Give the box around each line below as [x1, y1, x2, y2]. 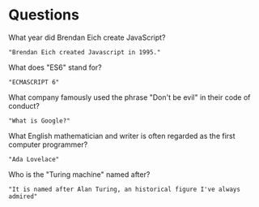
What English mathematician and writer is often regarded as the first [8, 131, 236, 140]
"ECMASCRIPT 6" [8, 78, 60, 86]
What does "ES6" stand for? [8, 63, 103, 72]
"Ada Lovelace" [8, 155, 60, 163]
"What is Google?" [8, 116, 70, 125]
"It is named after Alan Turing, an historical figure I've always [8, 185, 241, 193]
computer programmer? [8, 140, 88, 149]
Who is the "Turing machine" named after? [8, 169, 151, 179]
